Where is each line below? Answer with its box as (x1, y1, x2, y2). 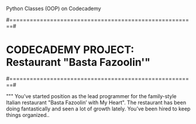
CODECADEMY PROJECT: (6, 43, 135, 56)
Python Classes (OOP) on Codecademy (6, 5, 101, 12)
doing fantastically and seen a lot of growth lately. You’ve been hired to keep (6, 105, 191, 112)
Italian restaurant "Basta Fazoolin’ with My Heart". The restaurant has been (6, 99, 186, 106)
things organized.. (6, 111, 50, 118)
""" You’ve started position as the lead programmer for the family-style (6, 92, 177, 99)
